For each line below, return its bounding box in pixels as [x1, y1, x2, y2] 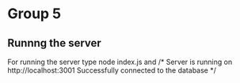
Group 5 [7, 5, 62, 23]
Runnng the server [7, 36, 102, 50]
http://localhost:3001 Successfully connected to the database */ [7, 66, 217, 75]
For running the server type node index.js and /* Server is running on [7, 57, 233, 66]
